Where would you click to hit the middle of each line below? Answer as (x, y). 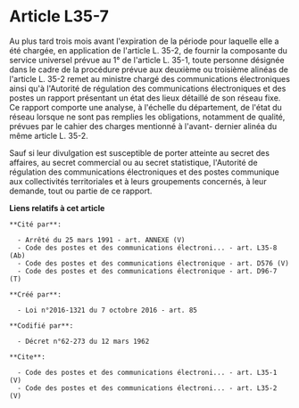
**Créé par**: (36, 294)
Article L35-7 (59, 16)
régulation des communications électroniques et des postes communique (144, 172)
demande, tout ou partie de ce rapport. (81, 191)
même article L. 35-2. (49, 135)
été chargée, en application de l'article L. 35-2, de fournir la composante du (149, 50)
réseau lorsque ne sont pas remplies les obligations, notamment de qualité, (147, 117)
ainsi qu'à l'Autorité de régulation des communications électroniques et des (148, 88)
